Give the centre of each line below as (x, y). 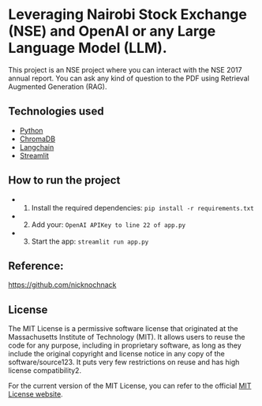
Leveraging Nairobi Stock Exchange (127, 15)
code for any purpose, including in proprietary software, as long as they (125, 345)
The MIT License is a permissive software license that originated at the (123, 329)
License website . (36, 394)
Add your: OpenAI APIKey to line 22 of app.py (109, 224)
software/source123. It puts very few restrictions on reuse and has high (124, 362)
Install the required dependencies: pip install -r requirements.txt (142, 207)
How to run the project (64, 180)
